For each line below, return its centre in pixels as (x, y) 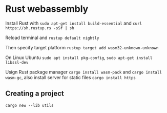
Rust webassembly (47, 9)
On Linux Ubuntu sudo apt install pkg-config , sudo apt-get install (79, 58)
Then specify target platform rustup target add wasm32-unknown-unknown (82, 47)
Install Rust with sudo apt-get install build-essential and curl (74, 23)
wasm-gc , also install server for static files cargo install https (71, 77)
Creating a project (35, 94)
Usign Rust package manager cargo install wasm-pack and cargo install (84, 72)
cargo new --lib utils (29, 105)
